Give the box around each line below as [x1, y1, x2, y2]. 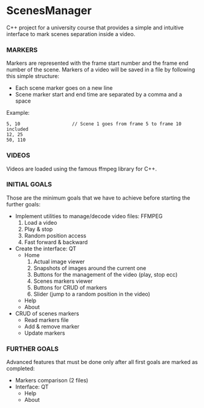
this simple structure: [6, 73, 60, 80]
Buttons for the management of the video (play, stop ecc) [33, 271, 178, 278]
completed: [6, 365, 35, 373]
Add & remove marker [24, 322, 79, 330]
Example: [6, 109, 30, 117]
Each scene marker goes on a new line [15, 84, 113, 92]
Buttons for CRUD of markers [33, 283, 107, 291]
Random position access [24, 231, 87, 239]
